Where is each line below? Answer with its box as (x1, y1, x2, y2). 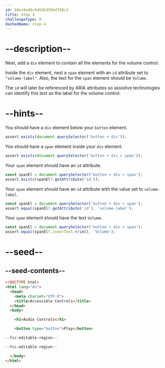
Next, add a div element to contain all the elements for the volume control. (5, 60, 159, 66)
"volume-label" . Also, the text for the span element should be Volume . (5, 75, 147, 81)
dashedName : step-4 (5, 21, 46, 27)
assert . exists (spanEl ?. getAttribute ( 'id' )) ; (5, 177, 100, 182)
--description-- (5, 43, 71, 55)
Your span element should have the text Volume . (5, 215, 103, 221)
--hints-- (5, 108, 44, 119)
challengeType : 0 (5, 17, 42, 22)
